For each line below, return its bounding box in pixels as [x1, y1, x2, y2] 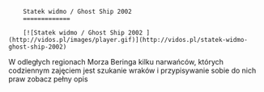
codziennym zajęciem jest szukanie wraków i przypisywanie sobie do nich [8, 65, 257, 75]
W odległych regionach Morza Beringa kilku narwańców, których [8, 57, 224, 66]
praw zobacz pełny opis [8, 74, 88, 84]
